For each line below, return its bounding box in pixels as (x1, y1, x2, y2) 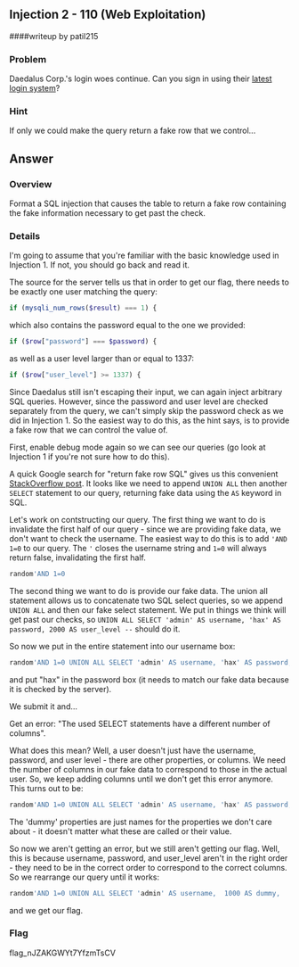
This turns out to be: (9, 782, 84, 793)
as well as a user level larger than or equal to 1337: (9, 353, 194, 364)
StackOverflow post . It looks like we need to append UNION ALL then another (9, 478, 287, 489)
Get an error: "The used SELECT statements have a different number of (9, 718, 271, 729)
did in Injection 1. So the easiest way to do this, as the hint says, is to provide (9, 415, 290, 426)
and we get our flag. (9, 905, 84, 915)
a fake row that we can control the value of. (9, 425, 168, 435)
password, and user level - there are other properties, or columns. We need (9, 754, 287, 765)
